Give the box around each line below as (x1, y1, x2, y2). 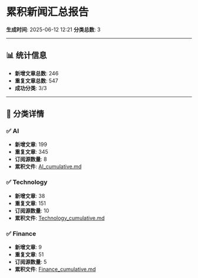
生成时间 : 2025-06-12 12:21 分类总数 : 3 (6, 26, 101, 33)
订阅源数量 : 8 (14, 155, 47, 163)
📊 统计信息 (6, 51, 47, 61)
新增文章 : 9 (14, 244, 42, 251)
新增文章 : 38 (14, 192, 45, 199)
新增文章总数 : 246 (14, 69, 59, 77)
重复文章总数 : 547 (14, 77, 59, 84)
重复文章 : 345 (14, 148, 48, 155)
